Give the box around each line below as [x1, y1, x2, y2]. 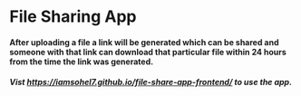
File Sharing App [9, 6, 138, 27]
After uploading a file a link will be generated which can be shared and [9, 36, 279, 47]
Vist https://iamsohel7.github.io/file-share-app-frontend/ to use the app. [9, 77, 293, 88]
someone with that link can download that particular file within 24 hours [9, 46, 287, 57]
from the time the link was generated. [9, 56, 154, 67]
